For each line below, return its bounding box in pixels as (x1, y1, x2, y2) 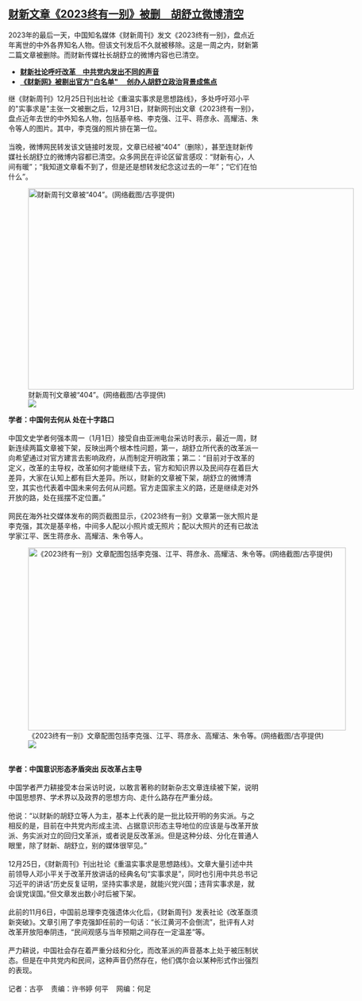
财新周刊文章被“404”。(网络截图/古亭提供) (28, 390, 167, 399)
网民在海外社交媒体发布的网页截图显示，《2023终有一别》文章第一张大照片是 (8, 511, 259, 521)
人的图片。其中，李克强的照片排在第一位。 (21, 123, 161, 133)
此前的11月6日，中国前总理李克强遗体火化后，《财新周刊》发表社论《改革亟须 (8, 907, 259, 917)
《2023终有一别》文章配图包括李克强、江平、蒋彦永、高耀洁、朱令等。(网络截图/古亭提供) (28, 731, 324, 740)
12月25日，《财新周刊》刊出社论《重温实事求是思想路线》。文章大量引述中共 (8, 859, 254, 868)
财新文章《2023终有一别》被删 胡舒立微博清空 (8, 7, 245, 21)
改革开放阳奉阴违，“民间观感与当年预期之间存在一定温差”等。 (8, 927, 210, 937)
